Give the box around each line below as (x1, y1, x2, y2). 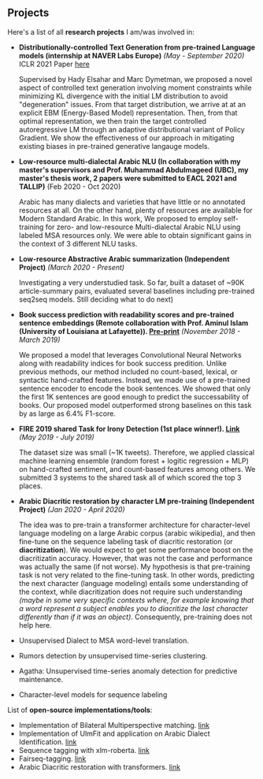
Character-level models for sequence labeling (18, 689, 168, 699)
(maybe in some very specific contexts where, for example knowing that (18, 595, 254, 605)
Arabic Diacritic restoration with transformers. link (18, 762, 181, 771)
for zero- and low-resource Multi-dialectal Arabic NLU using (45, 222, 241, 232)
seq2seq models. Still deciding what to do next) (18, 295, 174, 304)
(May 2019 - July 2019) (18, 432, 95, 442)
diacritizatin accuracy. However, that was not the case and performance (18, 553, 253, 562)
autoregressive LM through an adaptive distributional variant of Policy (18, 124, 245, 134)
